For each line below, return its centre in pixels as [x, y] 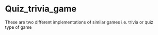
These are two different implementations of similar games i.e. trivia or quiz [79, 22]
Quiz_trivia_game [41, 9]
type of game [18, 27]
